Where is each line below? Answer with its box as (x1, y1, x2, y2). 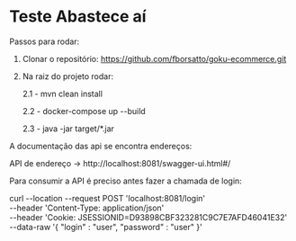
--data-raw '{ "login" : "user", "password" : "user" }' (9, 221, 202, 232)
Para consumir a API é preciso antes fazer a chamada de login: (9, 175, 243, 186)
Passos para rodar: (9, 36, 80, 47)
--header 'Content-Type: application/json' (9, 202, 165, 213)
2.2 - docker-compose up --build (22, 105, 146, 116)
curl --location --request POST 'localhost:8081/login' (9, 192, 206, 203)
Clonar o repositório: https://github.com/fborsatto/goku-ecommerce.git (22, 53, 287, 64)
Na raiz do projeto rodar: (22, 70, 114, 82)
